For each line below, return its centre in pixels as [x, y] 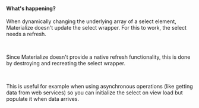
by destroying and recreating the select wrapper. [66, 63]
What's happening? [31, 8]
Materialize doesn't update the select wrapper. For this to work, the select [97, 28]
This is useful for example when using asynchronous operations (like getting [99, 87]
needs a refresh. [26, 34]
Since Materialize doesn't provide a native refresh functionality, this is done [98, 57]
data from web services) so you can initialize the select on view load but [94, 93]
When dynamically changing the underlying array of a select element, [91, 21]
